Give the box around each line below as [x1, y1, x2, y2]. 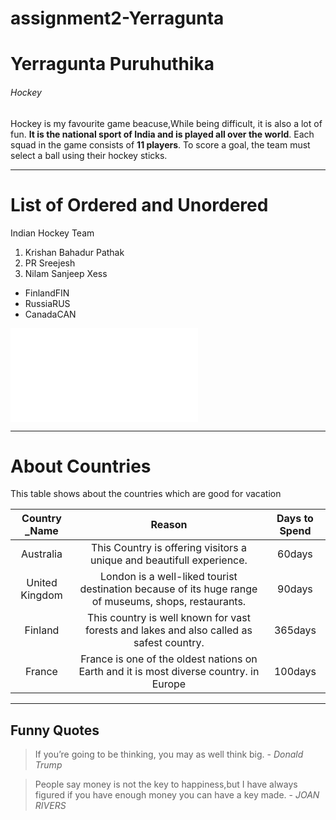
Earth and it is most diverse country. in [78, 665, 260, 679]
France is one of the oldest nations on [80, 652, 258, 666]
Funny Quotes [10, 722, 100, 739]
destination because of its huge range [79, 582, 258, 596]
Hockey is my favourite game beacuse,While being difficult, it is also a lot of [10, 117, 323, 129]
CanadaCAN [24, 308, 77, 320]
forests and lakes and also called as [84, 623, 253, 637]
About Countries [10, 455, 152, 477]
